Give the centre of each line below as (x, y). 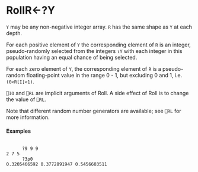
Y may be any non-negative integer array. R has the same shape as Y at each (99, 27)
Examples (19, 131)
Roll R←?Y (31, 10)
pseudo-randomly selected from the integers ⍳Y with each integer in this (94, 51)
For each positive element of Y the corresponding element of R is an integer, (98, 45)
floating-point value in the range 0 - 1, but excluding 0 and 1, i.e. (104, 75)
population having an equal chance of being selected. (72, 57)
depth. (14, 33)
